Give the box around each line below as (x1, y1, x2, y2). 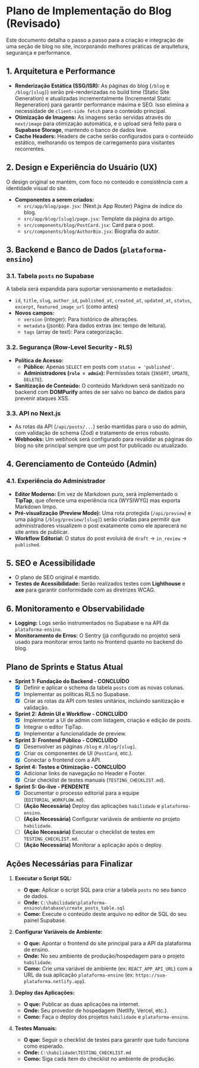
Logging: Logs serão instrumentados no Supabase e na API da (14, 620, 169, 627)
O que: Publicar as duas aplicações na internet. (23, 1000, 140, 1007)
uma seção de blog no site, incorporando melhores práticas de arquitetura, (6, 43, 190, 50)
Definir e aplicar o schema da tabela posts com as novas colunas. (23, 684, 185, 691)
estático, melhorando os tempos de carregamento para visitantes (14, 138, 175, 146)
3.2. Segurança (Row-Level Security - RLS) (6, 343, 132, 352)
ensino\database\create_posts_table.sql (23, 905, 125, 911)
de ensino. (23, 946, 50, 953)
